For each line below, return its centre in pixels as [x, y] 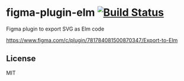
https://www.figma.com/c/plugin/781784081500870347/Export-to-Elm [92, 40]
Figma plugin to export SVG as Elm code [55, 29]
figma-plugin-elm [51, 13]
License [21, 59]
